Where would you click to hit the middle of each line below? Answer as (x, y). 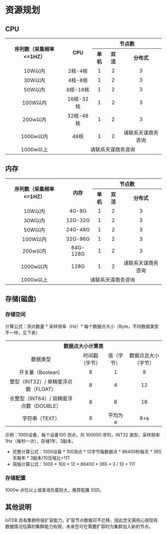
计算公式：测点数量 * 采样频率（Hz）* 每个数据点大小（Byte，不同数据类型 (82, 326)
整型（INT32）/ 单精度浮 (39, 381)
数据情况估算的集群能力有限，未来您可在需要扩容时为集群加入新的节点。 (79, 526)
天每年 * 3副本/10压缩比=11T (41, 458)
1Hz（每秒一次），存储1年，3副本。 (41, 441)
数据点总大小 (144, 356)
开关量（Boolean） (41, 372)
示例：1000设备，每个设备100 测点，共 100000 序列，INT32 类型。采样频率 (83, 435)
